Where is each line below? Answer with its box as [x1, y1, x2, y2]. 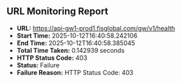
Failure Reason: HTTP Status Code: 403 [16, 68, 134, 76]
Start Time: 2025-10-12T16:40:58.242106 [16, 31, 138, 40]
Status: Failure [16, 60, 60, 69]
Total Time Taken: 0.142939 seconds [16, 46, 125, 54]
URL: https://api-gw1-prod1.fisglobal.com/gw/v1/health [16, 24, 176, 32]
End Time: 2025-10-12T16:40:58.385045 [16, 38, 136, 47]
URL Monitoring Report [6, 6, 109, 17]
